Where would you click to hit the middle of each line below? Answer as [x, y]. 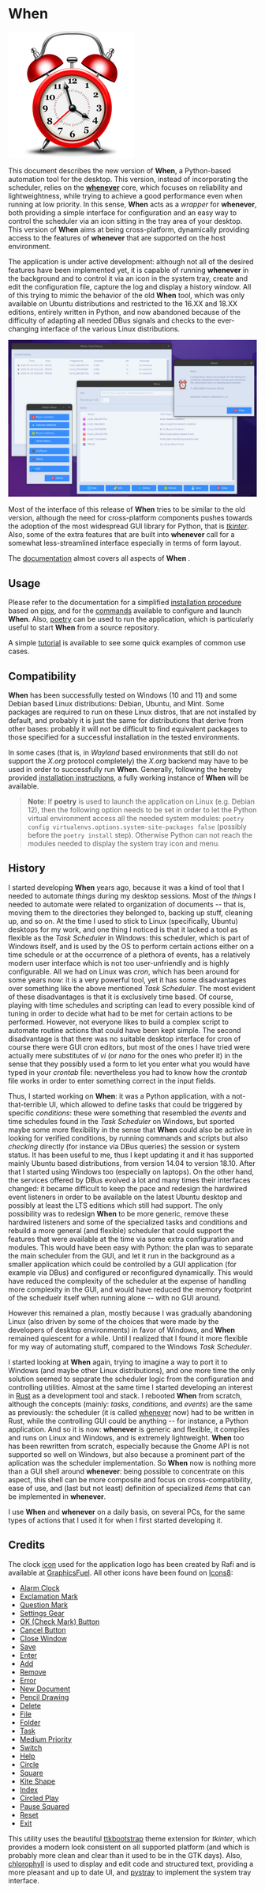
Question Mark [44, 1604]
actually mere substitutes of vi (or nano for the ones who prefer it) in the [125, 1055]
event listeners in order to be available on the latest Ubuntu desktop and [125, 1197]
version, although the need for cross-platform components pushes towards [131, 518]
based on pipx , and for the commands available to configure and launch [125, 611]
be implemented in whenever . [57, 1497]
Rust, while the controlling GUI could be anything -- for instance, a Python [128, 1421]
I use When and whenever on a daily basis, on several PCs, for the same [127, 1512]
